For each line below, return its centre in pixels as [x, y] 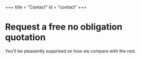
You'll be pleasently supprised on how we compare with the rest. [71, 51]
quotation [25, 38]
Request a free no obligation [64, 27]
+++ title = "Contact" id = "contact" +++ [46, 7]
